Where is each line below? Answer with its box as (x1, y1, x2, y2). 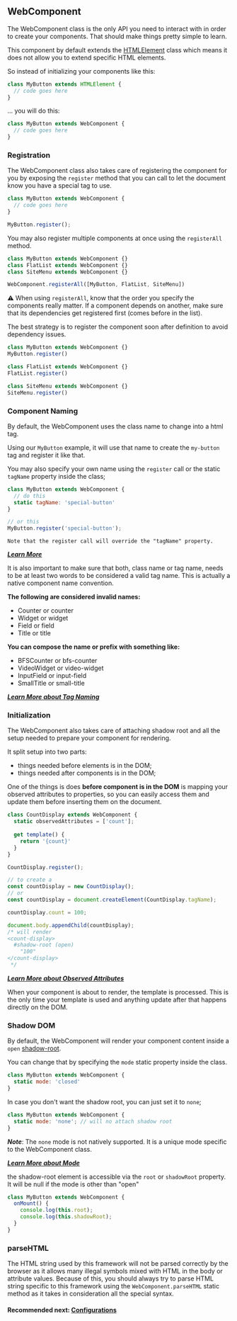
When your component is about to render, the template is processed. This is (7, 987, 229, 996)
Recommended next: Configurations (7, 1305, 117, 1314)
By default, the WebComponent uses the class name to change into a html (7, 421, 224, 431)
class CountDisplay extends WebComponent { (7, 811, 138, 819)
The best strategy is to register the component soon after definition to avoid (7, 322, 229, 331)
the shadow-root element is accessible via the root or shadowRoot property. (7, 1172, 226, 1181)
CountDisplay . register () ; (7, 863, 83, 871)
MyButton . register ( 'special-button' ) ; (7, 525, 122, 532)
